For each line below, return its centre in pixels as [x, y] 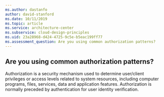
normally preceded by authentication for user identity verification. [72, 89]
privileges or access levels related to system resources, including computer [82, 79]
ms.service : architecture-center [40, 28]
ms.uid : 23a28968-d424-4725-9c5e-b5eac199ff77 [54, 37]
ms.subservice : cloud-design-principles [47, 32]
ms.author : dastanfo [26, 10]
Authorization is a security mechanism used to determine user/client [75, 73]
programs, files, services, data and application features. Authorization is [78, 84]
